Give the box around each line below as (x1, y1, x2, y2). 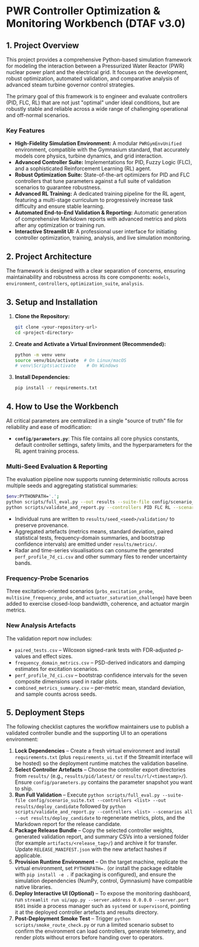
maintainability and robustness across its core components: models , (6, 274, 171, 281)
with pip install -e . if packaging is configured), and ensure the (14, 871, 176, 878)
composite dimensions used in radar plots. (14, 677, 119, 685)
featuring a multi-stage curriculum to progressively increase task (14, 197, 174, 204)
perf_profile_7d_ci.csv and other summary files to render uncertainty (14, 553, 188, 560)
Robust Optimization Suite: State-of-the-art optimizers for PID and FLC (14, 171, 190, 178)
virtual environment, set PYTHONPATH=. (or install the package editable (14, 865, 183, 872)
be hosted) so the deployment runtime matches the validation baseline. (14, 760, 188, 767)
